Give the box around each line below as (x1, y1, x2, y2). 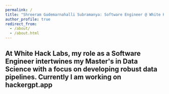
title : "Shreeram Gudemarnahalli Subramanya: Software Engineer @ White (5, 12, 161, 17)
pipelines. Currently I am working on (5, 73, 122, 81)
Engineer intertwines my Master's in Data (5, 57, 138, 66)
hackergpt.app (5, 81, 53, 89)
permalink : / (5, 7, 33, 13)
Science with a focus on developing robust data (5, 65, 157, 73)
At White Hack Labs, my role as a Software (5, 49, 141, 58)
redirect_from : (5, 21, 37, 27)
